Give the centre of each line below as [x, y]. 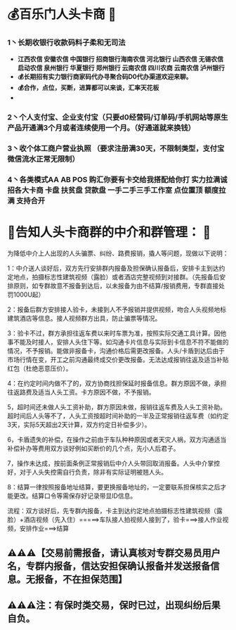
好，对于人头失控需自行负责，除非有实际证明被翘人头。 [87, 472]
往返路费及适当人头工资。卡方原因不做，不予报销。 [81, 392]
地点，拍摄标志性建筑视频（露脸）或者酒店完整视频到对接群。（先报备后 [116, 277]
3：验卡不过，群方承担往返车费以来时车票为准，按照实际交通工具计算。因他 [117, 333]
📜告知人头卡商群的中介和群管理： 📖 [109, 232]
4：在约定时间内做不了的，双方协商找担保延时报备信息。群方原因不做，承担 [117, 383]
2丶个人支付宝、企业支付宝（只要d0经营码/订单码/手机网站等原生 [118, 117]
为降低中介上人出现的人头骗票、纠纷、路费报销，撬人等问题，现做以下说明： [118, 253]
